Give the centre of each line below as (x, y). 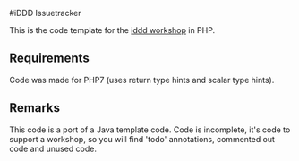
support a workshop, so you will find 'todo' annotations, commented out (142, 139)
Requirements (49, 59)
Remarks (35, 108)
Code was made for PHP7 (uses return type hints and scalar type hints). (142, 80)
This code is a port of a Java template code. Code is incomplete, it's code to (150, 130)
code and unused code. (53, 148)
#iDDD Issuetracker (45, 13)
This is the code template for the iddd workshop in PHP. (112, 30)
